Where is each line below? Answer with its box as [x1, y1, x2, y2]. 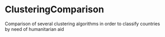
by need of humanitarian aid [5, 26, 65, 32]
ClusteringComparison [5, 4, 105, 15]
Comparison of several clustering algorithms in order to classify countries [5, 21, 160, 27]
